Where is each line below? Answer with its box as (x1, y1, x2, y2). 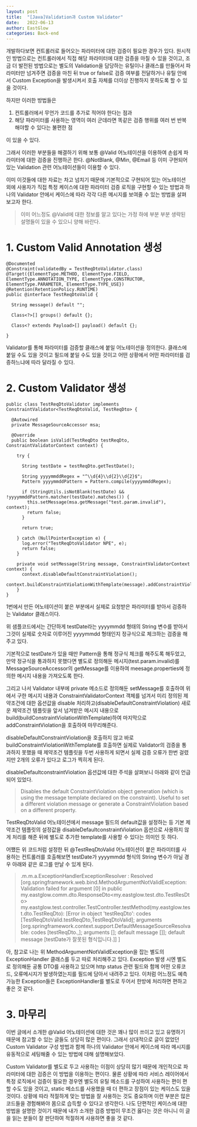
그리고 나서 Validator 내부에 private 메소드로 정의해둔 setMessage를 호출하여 (6, 685, 185, 692)
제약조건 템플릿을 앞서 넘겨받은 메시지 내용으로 (12, 707, 119, 714)
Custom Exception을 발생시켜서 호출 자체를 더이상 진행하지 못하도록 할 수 (12, 77, 182, 84)
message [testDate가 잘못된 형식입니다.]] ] (20, 936, 120, 943)
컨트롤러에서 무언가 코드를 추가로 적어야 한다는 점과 (14, 110, 133, 117)
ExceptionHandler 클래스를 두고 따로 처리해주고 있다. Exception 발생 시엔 (6, 956, 176, 963)
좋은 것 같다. (6, 985, 35, 992)
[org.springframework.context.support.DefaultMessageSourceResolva (20, 923, 191, 929)
